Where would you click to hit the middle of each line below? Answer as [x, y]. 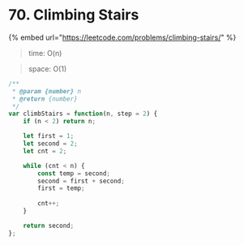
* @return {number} [45, 99]
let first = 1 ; [49, 136]
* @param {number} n [47, 91]
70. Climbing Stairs [74, 15]
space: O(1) [47, 69]
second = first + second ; [81, 181]
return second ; [49, 226]
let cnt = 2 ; [45, 151]
